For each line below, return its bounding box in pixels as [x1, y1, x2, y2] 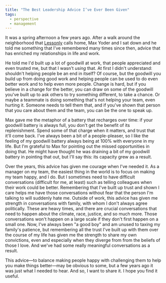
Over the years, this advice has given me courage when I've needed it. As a [5, 164, 160, 170]
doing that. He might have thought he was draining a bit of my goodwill [5, 149, 150, 155]
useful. [5, 273, 19, 279]
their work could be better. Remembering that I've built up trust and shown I [5, 184, 160, 191]
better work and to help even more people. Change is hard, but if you [5, 81, 146, 87]
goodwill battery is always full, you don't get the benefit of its [5, 122, 130, 128]
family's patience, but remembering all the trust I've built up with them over [5, 226, 159, 233]
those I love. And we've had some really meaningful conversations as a [5, 242, 150, 248]
